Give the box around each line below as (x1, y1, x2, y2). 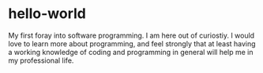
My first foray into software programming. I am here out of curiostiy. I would (8, 31, 255, 40)
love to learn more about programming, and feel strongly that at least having (8, 38, 256, 48)
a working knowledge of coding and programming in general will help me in (8, 47, 254, 57)
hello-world (8, 5, 87, 23)
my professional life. (8, 56, 74, 65)
